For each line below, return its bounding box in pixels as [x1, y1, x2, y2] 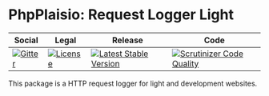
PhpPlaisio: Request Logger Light [8, 6, 235, 24]
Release [111, 34, 144, 46]
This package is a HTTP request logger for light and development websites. [8, 78, 258, 88]
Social [14, 34, 38, 46]
